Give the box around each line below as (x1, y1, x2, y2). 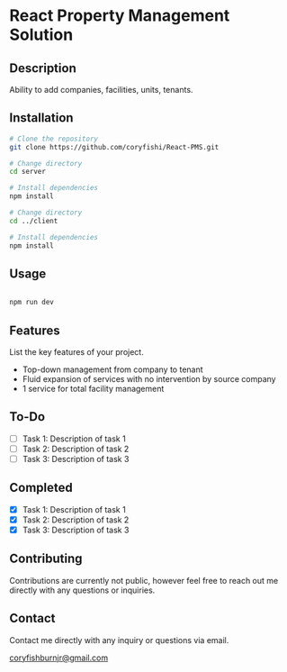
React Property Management (9, 5, 230, 26)
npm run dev (9, 298, 54, 307)
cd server (9, 168, 47, 177)
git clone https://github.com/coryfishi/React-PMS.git (9, 142, 220, 151)
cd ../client (9, 216, 58, 225)
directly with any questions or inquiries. (9, 585, 156, 595)
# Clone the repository (9, 134, 99, 143)
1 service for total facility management (22, 384, 165, 395)
